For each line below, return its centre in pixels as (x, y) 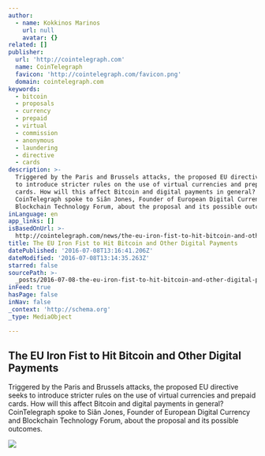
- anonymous (35, 140)
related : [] (28, 45)
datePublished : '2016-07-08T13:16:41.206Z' (81, 251)
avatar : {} (40, 38)
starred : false (33, 266)
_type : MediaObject (40, 317)
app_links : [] (32, 221)
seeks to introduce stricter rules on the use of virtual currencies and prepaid (132, 395)
